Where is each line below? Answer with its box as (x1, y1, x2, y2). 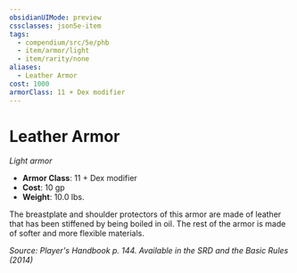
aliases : (9, 63, 42, 72)
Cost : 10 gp (21, 182, 65, 193)
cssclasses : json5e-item (9, 21, 102, 30)
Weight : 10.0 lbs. (21, 192, 85, 203)
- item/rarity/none (17, 54, 90, 63)
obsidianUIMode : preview (9, 12, 102, 22)
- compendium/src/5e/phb (17, 37, 110, 47)
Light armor (9, 155, 53, 166)
